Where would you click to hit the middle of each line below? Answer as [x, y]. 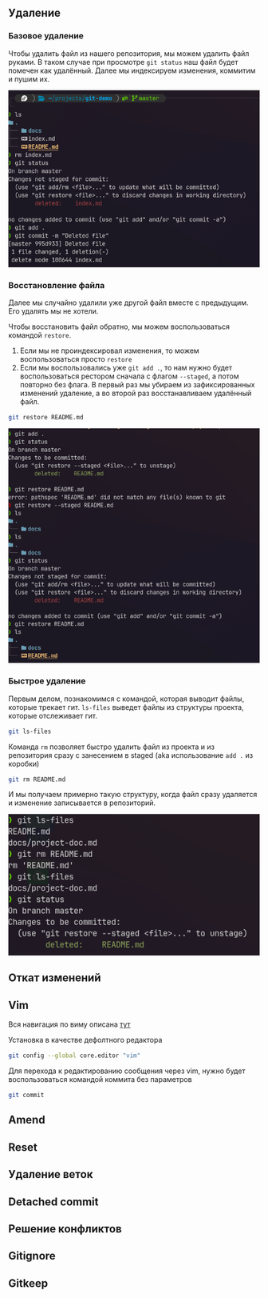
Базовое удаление [46, 36]
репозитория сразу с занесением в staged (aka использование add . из [131, 755]
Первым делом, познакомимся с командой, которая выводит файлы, [126, 699]
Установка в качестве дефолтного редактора [85, 1040]
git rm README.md [37, 779]
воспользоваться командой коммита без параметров [100, 1080]
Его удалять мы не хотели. [53, 310]
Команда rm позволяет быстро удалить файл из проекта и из [112, 747]
